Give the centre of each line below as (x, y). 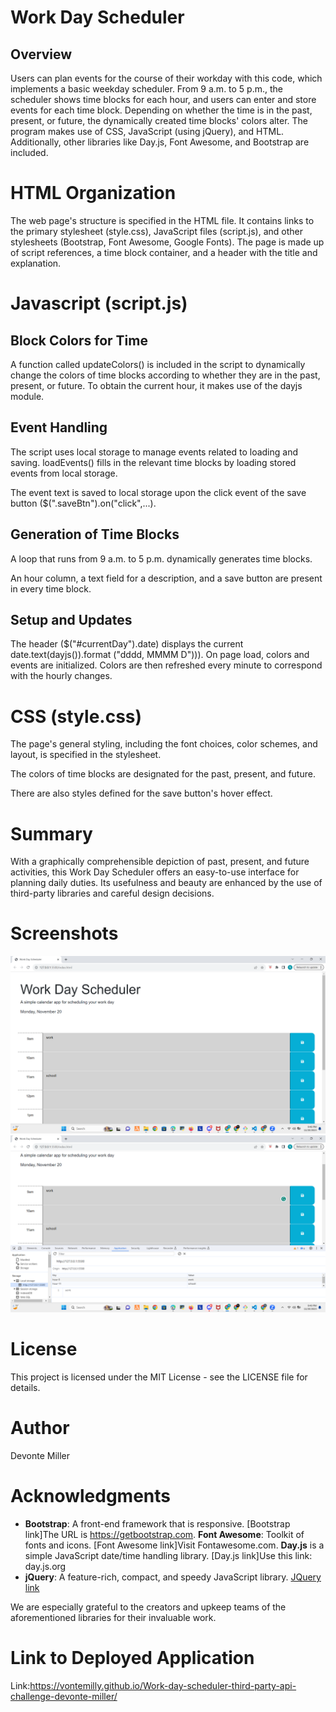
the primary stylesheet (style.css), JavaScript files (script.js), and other (157, 231)
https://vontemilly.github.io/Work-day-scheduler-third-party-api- (163, 1685)
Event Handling (59, 427)
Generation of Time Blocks (95, 534)
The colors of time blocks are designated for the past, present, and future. (163, 774)
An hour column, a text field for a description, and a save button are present (166, 578)
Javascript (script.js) (99, 303)
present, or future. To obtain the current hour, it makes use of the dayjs (156, 385)
